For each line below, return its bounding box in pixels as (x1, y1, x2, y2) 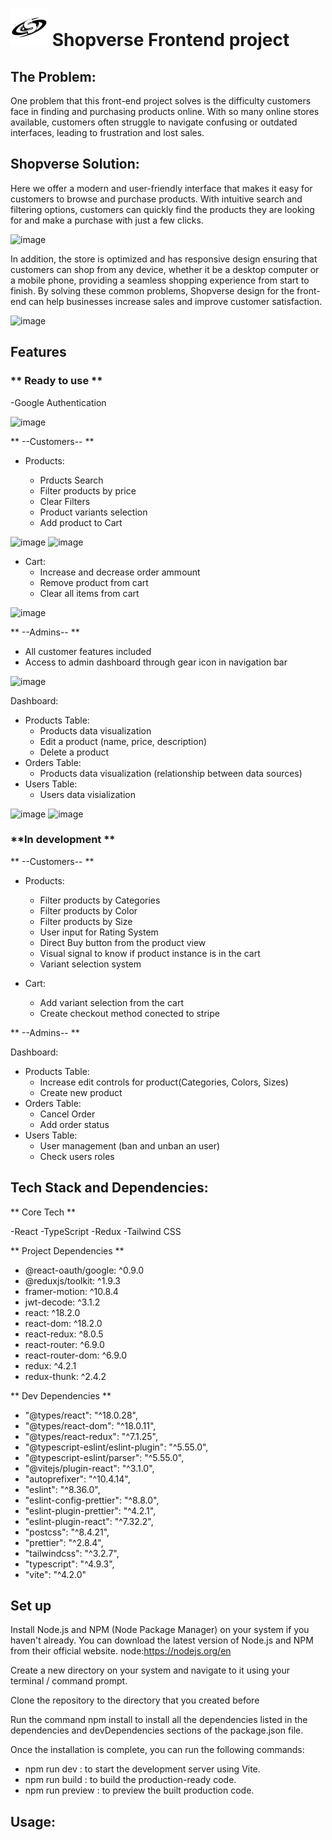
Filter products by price (39, 484, 137, 497)
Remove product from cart (39, 576, 149, 588)
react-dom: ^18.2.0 (24, 1317, 103, 1329)
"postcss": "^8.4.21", (24, 1526, 110, 1538)
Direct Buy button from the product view (39, 936, 207, 948)
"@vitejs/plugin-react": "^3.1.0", (24, 1462, 155, 1474)
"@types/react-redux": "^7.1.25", (24, 1430, 158, 1442)
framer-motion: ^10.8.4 (24, 1285, 119, 1297)
